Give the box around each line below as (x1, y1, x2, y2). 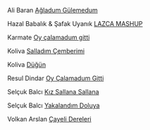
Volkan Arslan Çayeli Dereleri (7, 115, 92, 123)
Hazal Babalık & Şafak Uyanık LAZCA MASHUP (7, 20, 143, 27)
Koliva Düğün (7, 60, 46, 69)
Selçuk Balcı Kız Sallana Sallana (7, 88, 100, 96)
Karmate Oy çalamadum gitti (7, 33, 90, 41)
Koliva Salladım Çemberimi (7, 47, 85, 55)
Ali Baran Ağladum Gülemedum (7, 6, 99, 14)
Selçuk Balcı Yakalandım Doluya (7, 101, 100, 110)
